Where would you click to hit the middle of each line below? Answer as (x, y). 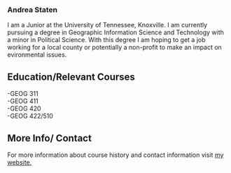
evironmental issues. (37, 55)
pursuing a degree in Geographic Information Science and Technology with (115, 32)
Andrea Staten (33, 10)
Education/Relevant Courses (71, 77)
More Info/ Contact (50, 138)
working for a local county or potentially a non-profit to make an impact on (114, 48)
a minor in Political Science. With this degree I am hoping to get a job (106, 40)
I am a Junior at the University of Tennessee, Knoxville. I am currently (107, 25)
